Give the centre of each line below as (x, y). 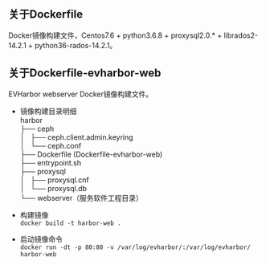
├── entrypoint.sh (51, 162)
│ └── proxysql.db (53, 188)
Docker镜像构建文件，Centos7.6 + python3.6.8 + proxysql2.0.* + (115, 35)
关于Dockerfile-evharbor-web (85, 73)
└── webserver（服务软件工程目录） (81, 198)
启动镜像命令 (41, 238)
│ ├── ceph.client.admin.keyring (77, 137)
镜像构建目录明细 (48, 111)
